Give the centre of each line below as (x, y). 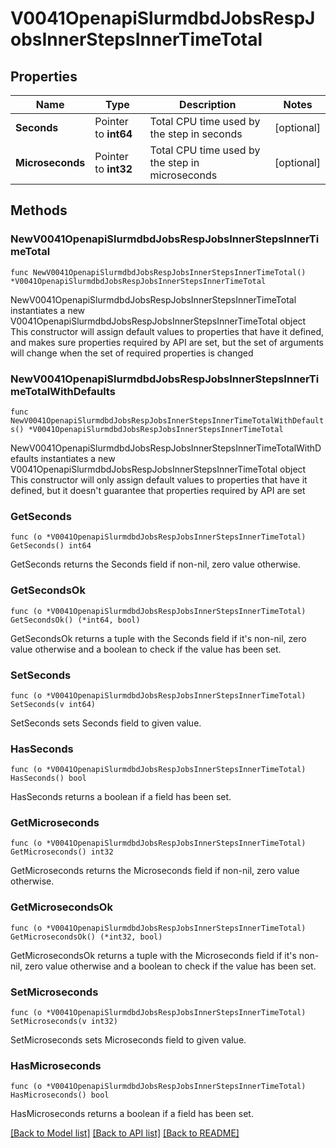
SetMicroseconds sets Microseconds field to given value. (128, 1040)
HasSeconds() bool (48, 778)
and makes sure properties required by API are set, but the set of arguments (167, 342)
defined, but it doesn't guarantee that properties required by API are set (158, 490)
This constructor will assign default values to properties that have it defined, (167, 331)
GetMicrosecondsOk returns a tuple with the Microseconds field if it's (153, 955)
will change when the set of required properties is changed (132, 353)
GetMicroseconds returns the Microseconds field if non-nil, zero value (155, 871)
